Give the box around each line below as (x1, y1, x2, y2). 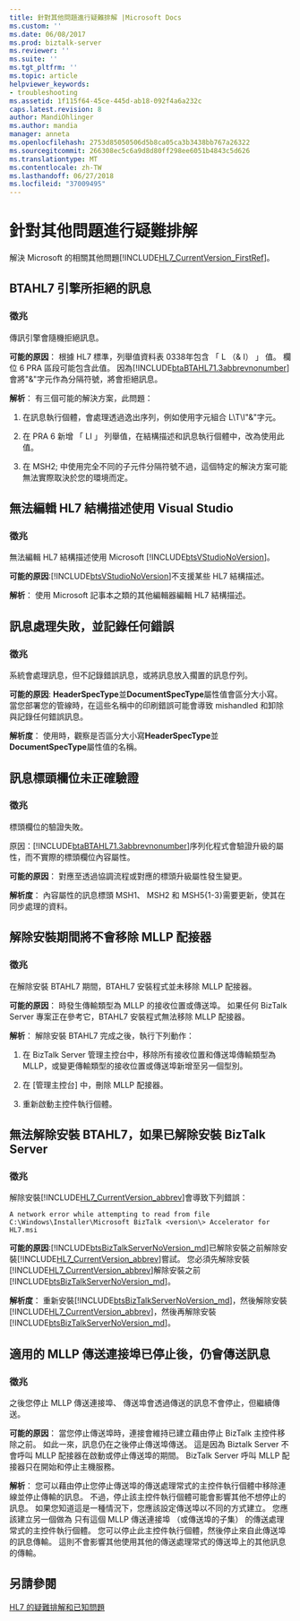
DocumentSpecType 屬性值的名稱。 (9, 742, 142, 752)
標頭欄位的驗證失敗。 (9, 821, 88, 832)
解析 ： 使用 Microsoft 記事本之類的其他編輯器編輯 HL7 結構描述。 (9, 590, 251, 601)
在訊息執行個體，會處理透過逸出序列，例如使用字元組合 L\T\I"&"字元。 (21, 411, 281, 422)
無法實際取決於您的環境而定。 (21, 472, 133, 483)
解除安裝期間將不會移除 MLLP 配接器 (9, 930, 212, 945)
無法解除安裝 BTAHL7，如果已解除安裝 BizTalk (9, 1127, 266, 1142)
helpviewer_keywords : (9, 80, 90, 89)
